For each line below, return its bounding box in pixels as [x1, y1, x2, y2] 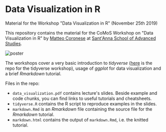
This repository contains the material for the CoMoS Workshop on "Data [5, 30, 153, 36]
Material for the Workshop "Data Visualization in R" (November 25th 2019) [5, 20, 158, 26]
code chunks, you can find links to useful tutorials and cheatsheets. [12, 95, 152, 101]
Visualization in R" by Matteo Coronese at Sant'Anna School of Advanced [5, 35, 156, 41]
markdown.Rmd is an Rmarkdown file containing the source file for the [12, 106, 152, 112]
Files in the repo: [5, 80, 40, 86]
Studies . [5, 40, 22, 46]
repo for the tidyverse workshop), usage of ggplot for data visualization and [5, 65, 161, 71]
